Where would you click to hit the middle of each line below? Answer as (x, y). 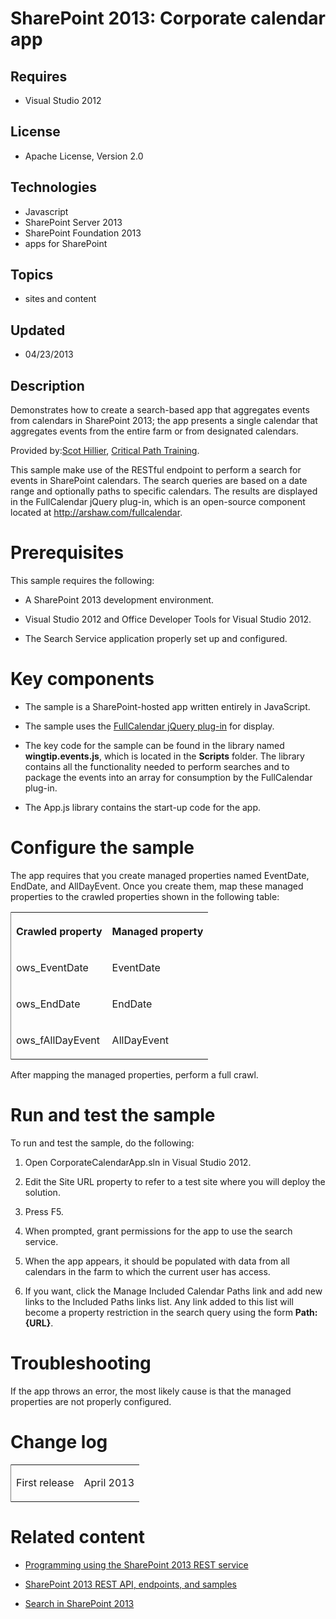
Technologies (54, 187)
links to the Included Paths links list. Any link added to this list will (159, 1301)
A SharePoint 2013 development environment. (119, 600)
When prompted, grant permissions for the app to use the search (158, 1231)
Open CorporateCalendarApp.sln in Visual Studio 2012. (138, 1162)
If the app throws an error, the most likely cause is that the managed (151, 1391)
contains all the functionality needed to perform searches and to (157, 766)
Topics (32, 275)
